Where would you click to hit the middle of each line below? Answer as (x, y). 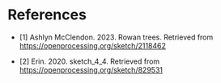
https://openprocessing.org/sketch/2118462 (93, 45)
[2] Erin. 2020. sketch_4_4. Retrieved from (89, 61)
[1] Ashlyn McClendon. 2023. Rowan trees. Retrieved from (116, 37)
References (47, 15)
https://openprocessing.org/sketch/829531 (91, 69)
